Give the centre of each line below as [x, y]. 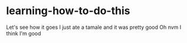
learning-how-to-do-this [68, 11]
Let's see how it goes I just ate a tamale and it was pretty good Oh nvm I [94, 27]
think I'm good [24, 33]
